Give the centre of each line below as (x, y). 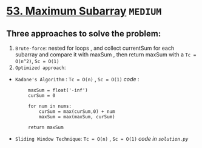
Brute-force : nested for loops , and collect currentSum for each (95, 48)
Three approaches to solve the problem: (84, 34)
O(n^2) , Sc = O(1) (37, 61)
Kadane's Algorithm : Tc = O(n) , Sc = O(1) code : (77, 79)
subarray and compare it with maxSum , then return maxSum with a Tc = (106, 55)
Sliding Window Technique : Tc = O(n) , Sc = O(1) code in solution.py (102, 139)
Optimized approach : (40, 67)
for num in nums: (50, 106)
